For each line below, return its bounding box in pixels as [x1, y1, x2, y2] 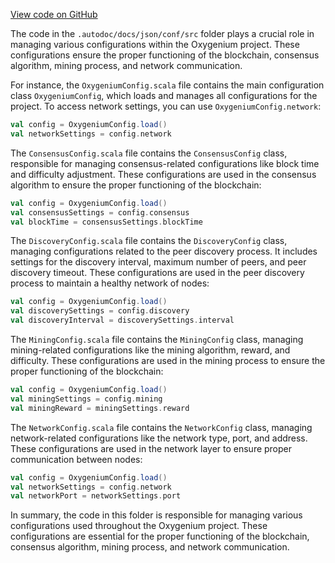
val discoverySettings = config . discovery [10, 306, 190, 316]
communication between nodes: [10, 453, 143, 465]
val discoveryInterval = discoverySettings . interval [10, 315, 235, 326]
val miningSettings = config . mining [10, 394, 163, 404]
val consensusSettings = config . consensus [10, 207, 190, 218]
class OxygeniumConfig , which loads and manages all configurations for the [10, 90, 318, 101]
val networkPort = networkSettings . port [10, 491, 182, 501]
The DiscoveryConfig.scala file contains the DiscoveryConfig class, [10, 235, 288, 247]
